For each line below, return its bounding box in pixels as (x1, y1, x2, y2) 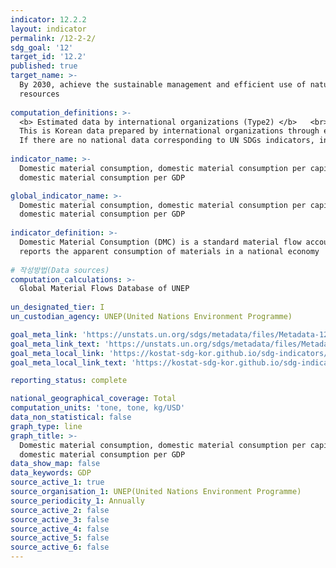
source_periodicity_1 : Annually (10, 496, 145, 506)
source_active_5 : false (10, 533, 110, 543)
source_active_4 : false (10, 524, 110, 534)
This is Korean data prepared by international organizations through (19, 126, 320, 136)
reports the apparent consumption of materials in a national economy (19, 246, 320, 256)
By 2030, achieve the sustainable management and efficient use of (19, 80, 307, 90)
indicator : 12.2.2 (10, 14, 87, 25)
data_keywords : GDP (10, 468, 92, 478)
